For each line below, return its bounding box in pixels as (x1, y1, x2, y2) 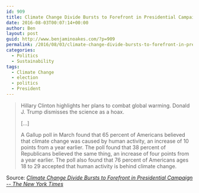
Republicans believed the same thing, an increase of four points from (20, 150, 190, 157)
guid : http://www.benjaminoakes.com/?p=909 (6, 36, 115, 42)
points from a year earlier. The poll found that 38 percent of (20, 143, 166, 151)
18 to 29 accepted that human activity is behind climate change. (20, 162, 177, 169)
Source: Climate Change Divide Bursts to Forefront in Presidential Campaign (6, 174, 193, 181)
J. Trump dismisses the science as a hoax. (20, 108, 124, 115)
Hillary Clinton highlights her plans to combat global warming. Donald (20, 102, 190, 109)
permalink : (6, 42, 33, 48)
